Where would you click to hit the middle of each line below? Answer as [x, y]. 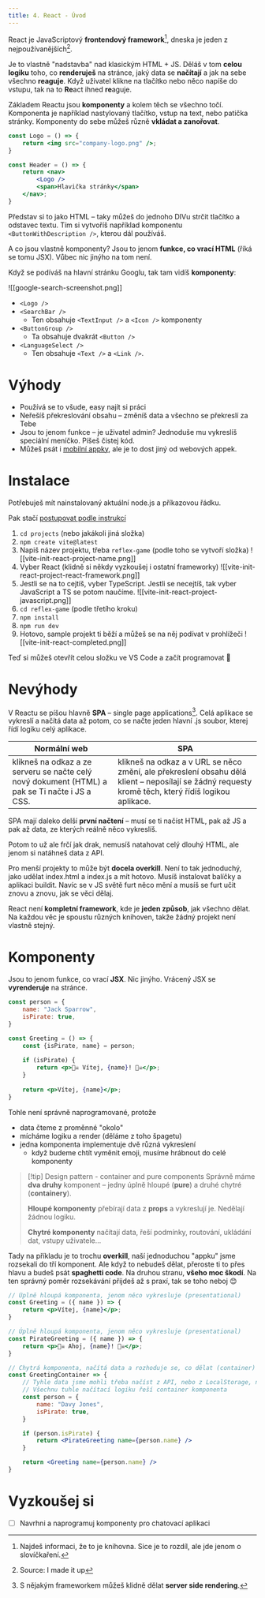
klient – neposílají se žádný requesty [185, 782]
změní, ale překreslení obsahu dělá [182, 772]
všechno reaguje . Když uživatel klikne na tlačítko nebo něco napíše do [123, 80]
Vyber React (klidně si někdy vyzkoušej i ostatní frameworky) [119, 567]
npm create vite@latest [59, 542]
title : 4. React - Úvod [47, 15]
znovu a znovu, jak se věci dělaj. [61, 893]
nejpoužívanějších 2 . [40, 48]
